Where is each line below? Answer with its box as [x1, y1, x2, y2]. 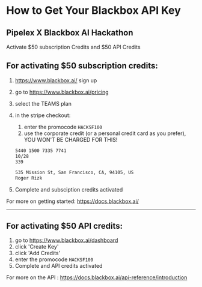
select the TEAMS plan [14, 100, 72, 107]
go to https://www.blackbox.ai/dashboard [14, 237, 118, 244]
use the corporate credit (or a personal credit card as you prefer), [23, 130, 186, 137]
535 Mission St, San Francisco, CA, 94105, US [14, 169, 134, 176]
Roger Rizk [14, 175, 43, 181]
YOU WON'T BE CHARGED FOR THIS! [23, 136, 118, 143]
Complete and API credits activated [14, 262, 103, 269]
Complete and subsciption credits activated [14, 186, 123, 193]
